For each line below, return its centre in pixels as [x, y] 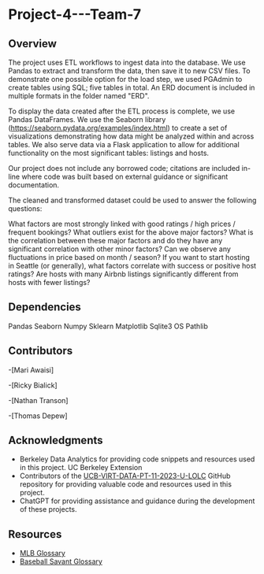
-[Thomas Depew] [38, 416]
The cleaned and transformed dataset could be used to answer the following [132, 200]
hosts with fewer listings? [49, 282]
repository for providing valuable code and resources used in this [126, 484]
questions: [25, 209]
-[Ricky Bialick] [33, 385]
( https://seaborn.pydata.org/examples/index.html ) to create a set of [118, 128]
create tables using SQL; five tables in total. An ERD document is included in [132, 87]
